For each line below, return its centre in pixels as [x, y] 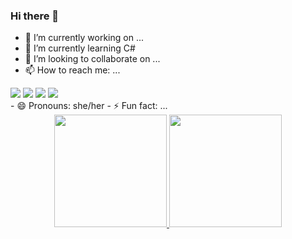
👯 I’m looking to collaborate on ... [92, 59]
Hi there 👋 [35, 16]
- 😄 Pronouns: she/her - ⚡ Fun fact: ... [89, 106]
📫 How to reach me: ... [72, 70]
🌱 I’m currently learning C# [80, 48]
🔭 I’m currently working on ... [84, 38]
